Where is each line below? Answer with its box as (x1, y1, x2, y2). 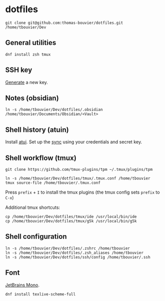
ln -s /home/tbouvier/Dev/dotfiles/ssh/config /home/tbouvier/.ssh (5, 254, 151, 259)
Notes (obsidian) (5, 94, 59, 102)
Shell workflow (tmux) (5, 154, 77, 162)
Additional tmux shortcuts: (5, 204, 60, 210)
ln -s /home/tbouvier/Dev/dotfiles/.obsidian (5, 107, 103, 112)
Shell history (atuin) (5, 125, 69, 134)
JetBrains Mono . (5, 282, 39, 288)
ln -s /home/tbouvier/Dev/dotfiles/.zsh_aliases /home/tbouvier (5, 250, 144, 255)
